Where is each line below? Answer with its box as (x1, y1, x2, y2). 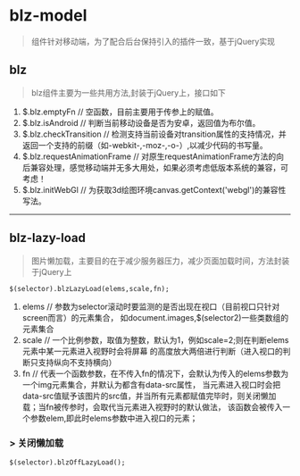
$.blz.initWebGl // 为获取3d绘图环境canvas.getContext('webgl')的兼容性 (21, 184, 287, 195)
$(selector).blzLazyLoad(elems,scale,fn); (9, 284, 170, 293)
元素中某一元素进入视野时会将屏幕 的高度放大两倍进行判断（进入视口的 (21, 346, 283, 356)
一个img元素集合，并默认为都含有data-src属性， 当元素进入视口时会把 (21, 379, 281, 389)
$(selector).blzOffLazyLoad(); (9, 457, 126, 467)
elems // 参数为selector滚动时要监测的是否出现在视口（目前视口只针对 (21, 301, 280, 312)
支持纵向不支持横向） (37, 356, 117, 367)
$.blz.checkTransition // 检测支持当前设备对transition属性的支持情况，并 (21, 129, 287, 139)
